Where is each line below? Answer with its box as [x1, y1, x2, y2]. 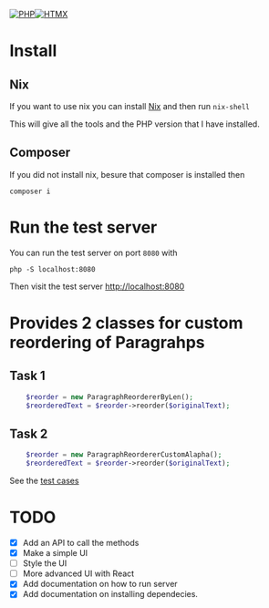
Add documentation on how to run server [22, 579, 178, 590]
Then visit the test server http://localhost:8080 [9, 281, 185, 292]
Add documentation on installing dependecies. [22, 589, 199, 600]
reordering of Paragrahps [9, 332, 205, 353]
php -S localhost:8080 [9, 264, 96, 273]
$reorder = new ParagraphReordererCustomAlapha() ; [26, 450, 222, 459]
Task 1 [9, 368, 46, 384]
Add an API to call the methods [22, 538, 140, 548]
